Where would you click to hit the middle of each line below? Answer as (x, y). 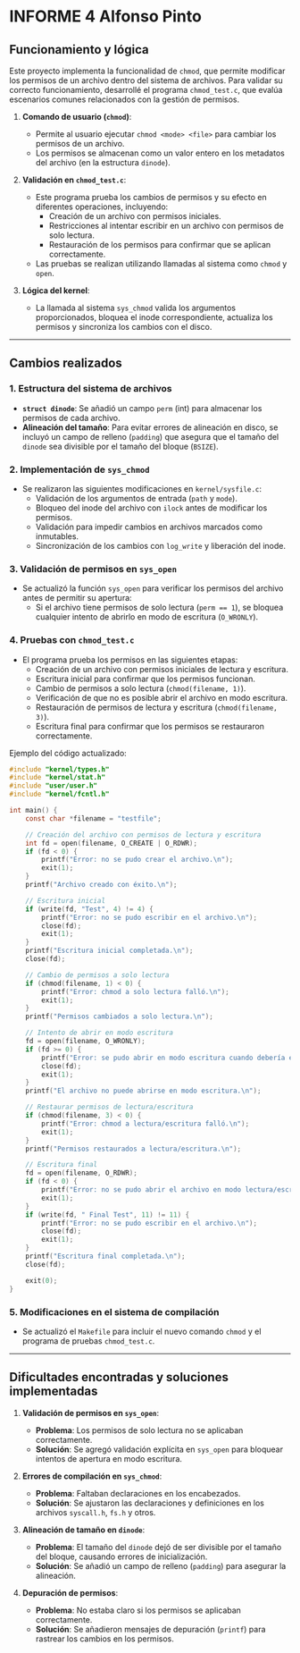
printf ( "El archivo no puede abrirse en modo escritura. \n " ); (143, 1091)
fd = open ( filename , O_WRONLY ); (85, 1042)
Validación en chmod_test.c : (74, 180)
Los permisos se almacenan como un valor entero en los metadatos (160, 153)
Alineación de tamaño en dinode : (83, 1530)
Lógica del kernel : (56, 291)
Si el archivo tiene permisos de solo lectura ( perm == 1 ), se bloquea (159, 607)
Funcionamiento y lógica (79, 50)
